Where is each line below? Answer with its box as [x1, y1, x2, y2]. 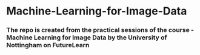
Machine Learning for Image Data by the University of [6, 33, 167, 42]
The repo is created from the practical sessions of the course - [6, 26, 194, 34]
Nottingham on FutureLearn [6, 41, 90, 50]
